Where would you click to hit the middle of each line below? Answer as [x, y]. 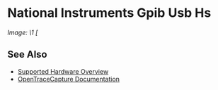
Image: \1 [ [23, 32]
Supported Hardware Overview [63, 71]
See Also [27, 54]
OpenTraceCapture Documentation [69, 79]
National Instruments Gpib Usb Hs [109, 13]
